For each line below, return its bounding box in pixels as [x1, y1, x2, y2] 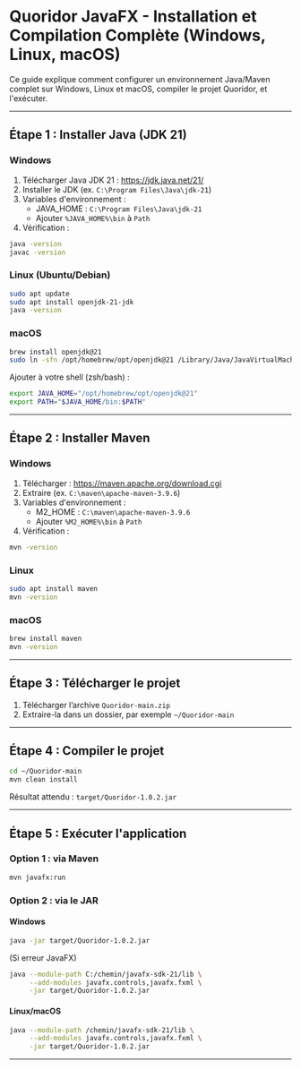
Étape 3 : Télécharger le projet [9, 676, 181, 691]
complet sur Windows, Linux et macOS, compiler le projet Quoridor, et [9, 83, 268, 94]
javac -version [9, 248, 66, 257]
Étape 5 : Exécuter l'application [9, 825, 187, 841]
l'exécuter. [9, 92, 48, 104]
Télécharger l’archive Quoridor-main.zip [21, 699, 170, 710]
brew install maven [9, 634, 82, 643]
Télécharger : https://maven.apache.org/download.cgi [21, 477, 222, 489]
